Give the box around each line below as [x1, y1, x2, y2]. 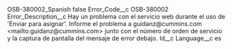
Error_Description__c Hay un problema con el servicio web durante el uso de [7, 12, 226, 20]
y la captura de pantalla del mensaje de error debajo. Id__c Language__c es [7, 34, 222, 42]
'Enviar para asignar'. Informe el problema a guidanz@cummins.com [7, 20, 202, 28]
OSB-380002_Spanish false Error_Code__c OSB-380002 [7, 5, 169, 13]
